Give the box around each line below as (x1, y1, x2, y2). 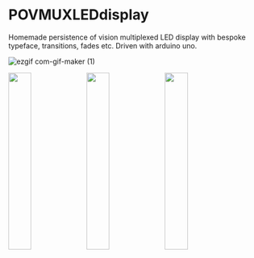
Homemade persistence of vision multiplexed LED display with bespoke (8, 32, 246, 42)
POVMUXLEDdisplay (8, 6, 149, 24)
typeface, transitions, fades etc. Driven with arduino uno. (8, 40, 198, 50)
